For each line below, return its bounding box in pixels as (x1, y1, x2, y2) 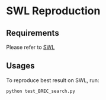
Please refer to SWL (6, 43, 55, 51)
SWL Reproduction (6, 4, 101, 18)
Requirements (6, 28, 59, 38)
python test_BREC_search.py (6, 88, 76, 94)
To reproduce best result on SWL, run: (6, 76, 99, 84)
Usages (6, 61, 35, 71)
